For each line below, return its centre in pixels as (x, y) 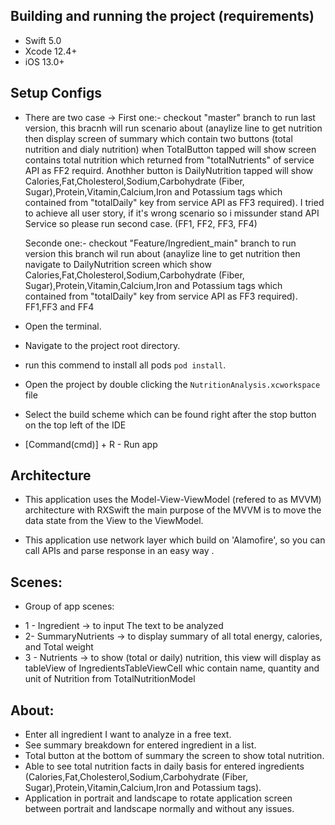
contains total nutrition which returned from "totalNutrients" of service (169, 160)
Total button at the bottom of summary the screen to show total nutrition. (174, 756)
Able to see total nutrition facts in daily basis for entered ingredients (164, 766)
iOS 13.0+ (44, 61)
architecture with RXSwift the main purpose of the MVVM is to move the (173, 510)
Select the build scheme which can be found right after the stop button (170, 414)
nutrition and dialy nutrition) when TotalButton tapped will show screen (170, 149)
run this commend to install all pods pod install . (125, 365)
